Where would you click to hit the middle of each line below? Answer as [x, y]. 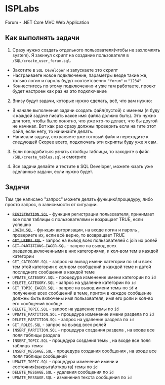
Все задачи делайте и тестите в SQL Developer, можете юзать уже [82, 166]
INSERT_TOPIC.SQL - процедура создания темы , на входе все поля [81, 340]
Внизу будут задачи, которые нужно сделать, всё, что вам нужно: [82, 101]
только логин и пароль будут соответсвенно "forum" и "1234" [77, 80]
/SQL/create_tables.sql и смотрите [49, 157]
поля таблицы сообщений [40, 356]
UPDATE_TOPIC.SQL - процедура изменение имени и [65, 361]
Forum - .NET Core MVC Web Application [47, 22]
